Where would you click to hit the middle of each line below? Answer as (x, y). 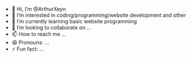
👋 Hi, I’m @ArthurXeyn (39, 9)
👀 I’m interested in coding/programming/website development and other (99, 15)
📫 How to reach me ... (39, 34)
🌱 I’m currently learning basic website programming (74, 21)
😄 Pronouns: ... (31, 42)
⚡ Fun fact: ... (28, 49)
